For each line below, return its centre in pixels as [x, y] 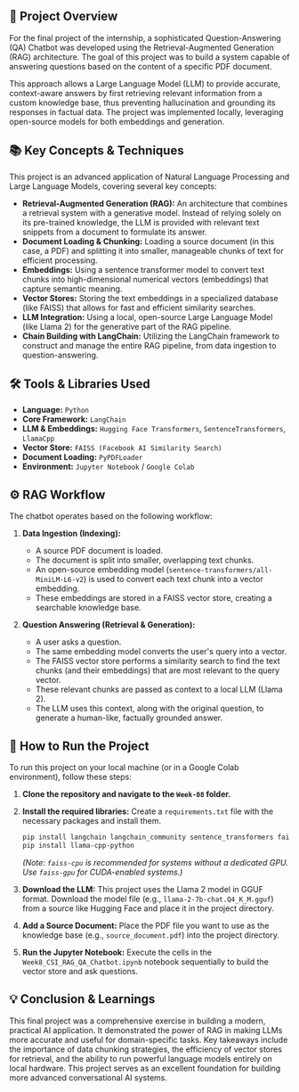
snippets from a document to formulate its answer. [114, 232]
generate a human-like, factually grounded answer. [129, 718]
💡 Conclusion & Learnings [82, 999]
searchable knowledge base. [88, 608]
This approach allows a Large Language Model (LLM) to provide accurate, [145, 83]
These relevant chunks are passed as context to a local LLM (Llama [159, 690]
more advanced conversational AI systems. [88, 1077]
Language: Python [55, 410]
